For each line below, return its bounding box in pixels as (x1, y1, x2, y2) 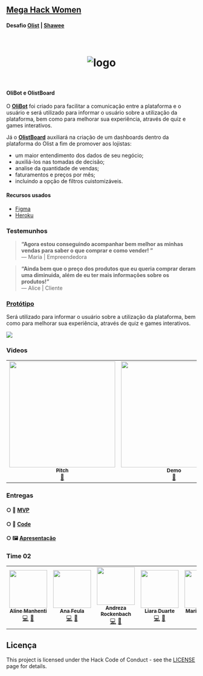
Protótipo (6, 300, 34, 308)
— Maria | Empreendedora (21, 253, 88, 260)
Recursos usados (6, 191, 51, 199)
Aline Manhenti (9, 607, 47, 615)
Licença (6, 640, 37, 651)
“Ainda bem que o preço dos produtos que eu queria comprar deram (21, 265, 196, 272)
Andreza (105, 604, 127, 612)
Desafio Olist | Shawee (6, 21, 65, 29)
